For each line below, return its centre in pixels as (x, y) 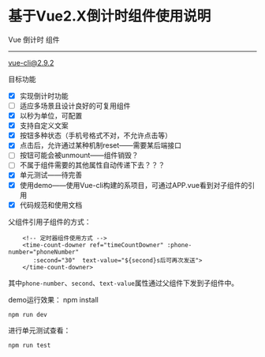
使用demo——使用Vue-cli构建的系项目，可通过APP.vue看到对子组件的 (134, 185)
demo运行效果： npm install (53, 299)
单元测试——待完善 (51, 175)
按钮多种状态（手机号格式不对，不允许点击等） (95, 136)
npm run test (30, 345)
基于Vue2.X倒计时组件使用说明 (110, 16)
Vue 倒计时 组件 (34, 39)
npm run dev (28, 314)
